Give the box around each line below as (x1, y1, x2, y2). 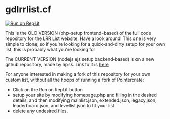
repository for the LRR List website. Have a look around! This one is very (5, 35, 156, 42)
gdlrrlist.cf (5, 4, 52, 15)
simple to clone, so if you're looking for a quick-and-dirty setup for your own (5, 41, 165, 47)
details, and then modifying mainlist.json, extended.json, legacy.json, (12, 97, 157, 103)
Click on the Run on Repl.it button (12, 86, 83, 92)
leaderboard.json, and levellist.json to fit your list (12, 102, 114, 108)
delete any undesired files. (12, 108, 69, 114)
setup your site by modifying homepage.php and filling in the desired (12, 92, 157, 98)
